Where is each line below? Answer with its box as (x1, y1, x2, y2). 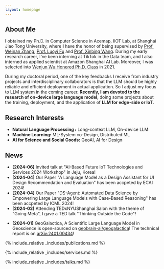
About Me (5, 25, 36, 34)
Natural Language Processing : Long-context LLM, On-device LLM (12, 126, 148, 132)
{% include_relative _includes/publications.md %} (5, 240, 105, 246)
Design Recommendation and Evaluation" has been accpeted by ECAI (12, 180, 153, 186)
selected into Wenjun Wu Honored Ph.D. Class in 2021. (5, 64, 116, 70)
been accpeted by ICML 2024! (12, 201, 74, 207)
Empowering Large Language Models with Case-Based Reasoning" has (12, 195, 157, 201)
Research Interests (5, 113, 64, 122)
